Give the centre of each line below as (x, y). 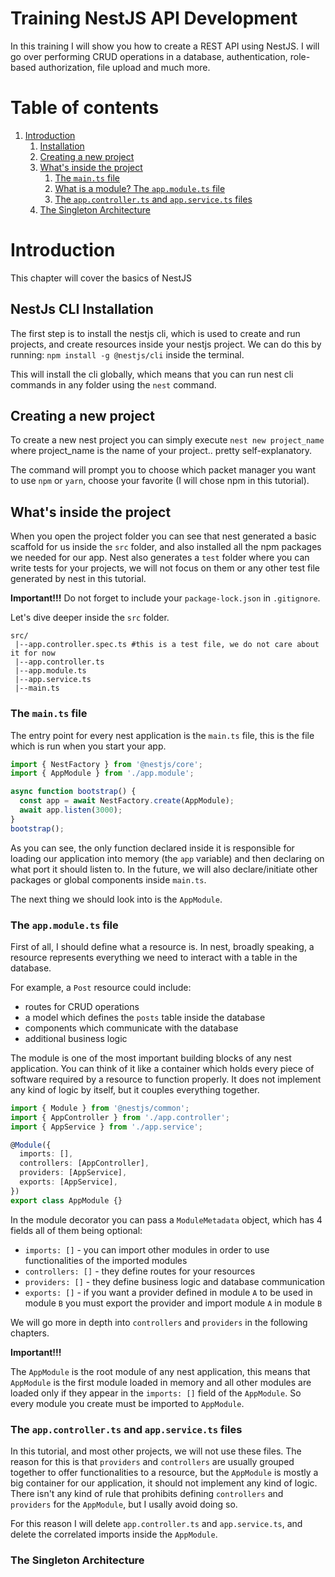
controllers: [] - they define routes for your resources (140, 1271)
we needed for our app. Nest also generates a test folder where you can (160, 558)
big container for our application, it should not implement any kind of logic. (164, 1483)
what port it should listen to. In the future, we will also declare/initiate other (164, 869)
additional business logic (76, 1038)
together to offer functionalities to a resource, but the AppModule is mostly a (164, 1473)
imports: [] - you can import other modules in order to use (147, 1249)
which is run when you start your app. (88, 746)
